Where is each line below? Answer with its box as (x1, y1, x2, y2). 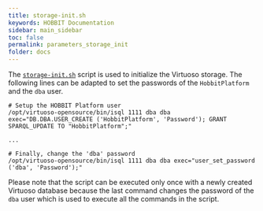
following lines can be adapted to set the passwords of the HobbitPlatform (8, 78, 250, 87)
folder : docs (8, 48, 51, 56)
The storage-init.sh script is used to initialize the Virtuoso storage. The (8, 70, 243, 79)
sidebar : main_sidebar (8, 26, 83, 34)
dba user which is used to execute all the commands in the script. (8, 194, 220, 203)
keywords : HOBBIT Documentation (8, 19, 114, 27)
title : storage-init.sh (8, 11, 87, 20)
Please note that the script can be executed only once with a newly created (8, 178, 253, 187)
